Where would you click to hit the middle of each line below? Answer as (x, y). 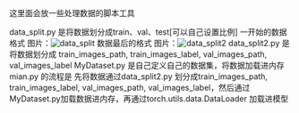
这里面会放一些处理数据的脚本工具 (72, 13)
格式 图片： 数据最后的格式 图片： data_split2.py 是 (149, 43)
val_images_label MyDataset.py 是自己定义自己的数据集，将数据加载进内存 (147, 65)
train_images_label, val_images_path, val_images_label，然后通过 (130, 88)
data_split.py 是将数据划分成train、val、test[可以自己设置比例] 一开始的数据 (148, 32)
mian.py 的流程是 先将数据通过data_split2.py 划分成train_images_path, (139, 77)
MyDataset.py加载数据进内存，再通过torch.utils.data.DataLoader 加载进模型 (149, 99)
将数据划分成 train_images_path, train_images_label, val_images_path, (138, 54)
